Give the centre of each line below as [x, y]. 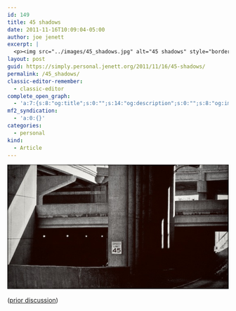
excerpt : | [23, 44]
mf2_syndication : [33, 111]
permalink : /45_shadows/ [44, 74]
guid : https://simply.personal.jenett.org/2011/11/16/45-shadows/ [106, 67]
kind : [15, 140]
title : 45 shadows [34, 22]
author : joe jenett [36, 37]
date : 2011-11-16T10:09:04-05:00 [56, 29]
